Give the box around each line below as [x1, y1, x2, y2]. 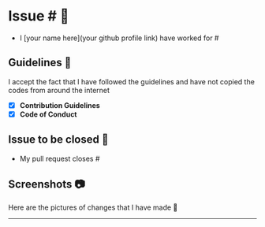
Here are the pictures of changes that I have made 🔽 [8, 203, 178, 212]
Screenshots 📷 [8, 177, 85, 192]
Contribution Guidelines [19, 100, 100, 110]
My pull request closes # [19, 154, 100, 163]
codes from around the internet [8, 85, 110, 95]
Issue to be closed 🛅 [8, 133, 109, 147]
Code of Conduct [19, 110, 77, 119]
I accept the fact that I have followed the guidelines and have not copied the [8, 76, 255, 86]
